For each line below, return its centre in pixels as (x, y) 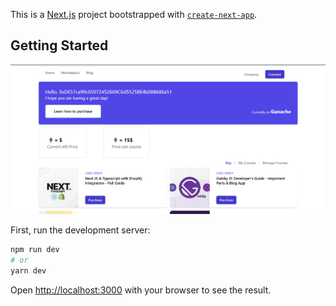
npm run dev (35, 250)
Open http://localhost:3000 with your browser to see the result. (141, 290)
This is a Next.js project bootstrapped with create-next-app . (134, 14)
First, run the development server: (80, 230)
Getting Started (59, 45)
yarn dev (28, 270)
